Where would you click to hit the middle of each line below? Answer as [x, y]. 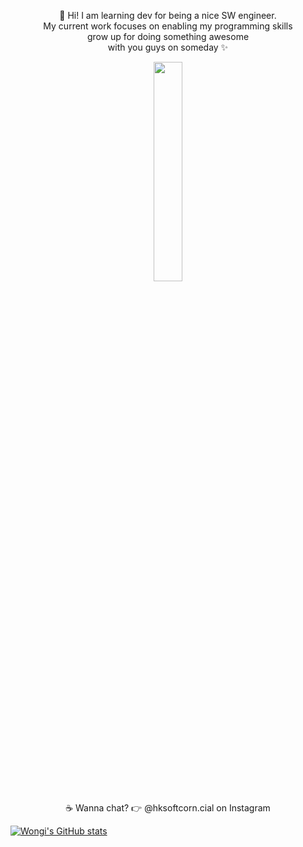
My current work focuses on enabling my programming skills [168, 26]
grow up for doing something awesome [168, 36]
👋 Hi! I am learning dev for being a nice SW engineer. [168, 15]
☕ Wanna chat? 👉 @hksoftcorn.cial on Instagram [168, 808]
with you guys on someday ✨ [168, 47]
